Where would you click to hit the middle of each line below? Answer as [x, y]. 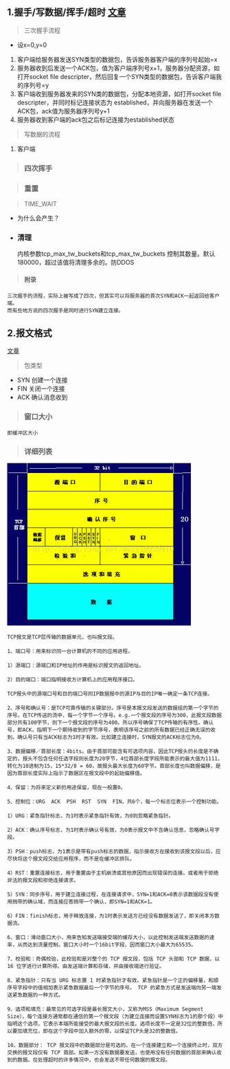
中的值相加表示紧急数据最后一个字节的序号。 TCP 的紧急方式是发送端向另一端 [122, 988]
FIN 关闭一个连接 [41, 389]
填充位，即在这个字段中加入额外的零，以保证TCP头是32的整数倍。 [102, 1031]
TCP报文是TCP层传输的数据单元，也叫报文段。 [62, 637]
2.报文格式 [30, 333]
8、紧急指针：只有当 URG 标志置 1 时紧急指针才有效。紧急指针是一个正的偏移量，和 [111, 980]
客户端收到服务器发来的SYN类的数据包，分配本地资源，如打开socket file [119, 93]
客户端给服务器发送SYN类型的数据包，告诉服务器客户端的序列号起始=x [117, 59]
